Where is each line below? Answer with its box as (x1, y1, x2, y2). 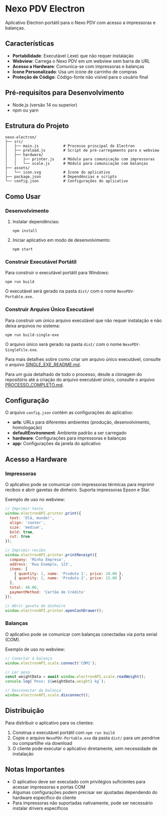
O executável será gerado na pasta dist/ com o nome (5, 288, 116, 294)
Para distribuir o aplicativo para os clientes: (5, 719, 94, 726)
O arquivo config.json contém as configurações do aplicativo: (5, 410, 134, 416)
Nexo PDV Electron (5, 3, 85, 15)
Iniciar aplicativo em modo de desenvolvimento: (12, 237, 111, 243)
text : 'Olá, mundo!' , (9, 515, 55, 521)
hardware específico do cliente (12, 794, 76, 800)
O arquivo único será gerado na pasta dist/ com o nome (5, 341, 122, 347)
